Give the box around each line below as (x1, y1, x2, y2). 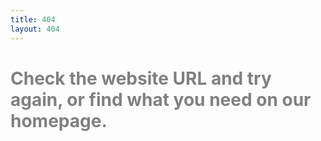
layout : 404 (10, 24, 60, 34)
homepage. (10, 109, 108, 132)
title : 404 (10, 14, 56, 25)
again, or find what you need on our (10, 88, 312, 111)
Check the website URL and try (10, 67, 272, 90)
